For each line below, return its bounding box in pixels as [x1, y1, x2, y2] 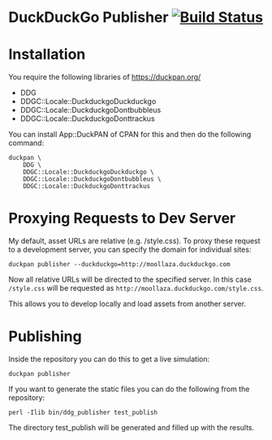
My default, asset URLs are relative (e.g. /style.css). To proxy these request [8, 236, 261, 246]
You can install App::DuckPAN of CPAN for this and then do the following [8, 130, 252, 140]
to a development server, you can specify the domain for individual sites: [8, 244, 252, 255]
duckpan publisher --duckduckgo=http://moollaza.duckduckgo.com [8, 261, 231, 269]
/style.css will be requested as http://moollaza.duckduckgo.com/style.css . [8, 283, 264, 293]
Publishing [8, 327, 83, 346]
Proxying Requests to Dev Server [8, 209, 236, 227]
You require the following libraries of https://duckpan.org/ [8, 72, 201, 82]
